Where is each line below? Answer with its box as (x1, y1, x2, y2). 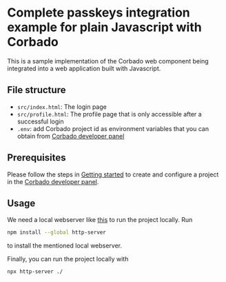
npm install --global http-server (7, 229, 107, 236)
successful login (17, 117, 64, 125)
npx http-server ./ (7, 268, 63, 275)
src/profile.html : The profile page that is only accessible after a (17, 110, 202, 118)
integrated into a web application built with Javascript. (7, 64, 161, 72)
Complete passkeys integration (7, 5, 191, 21)
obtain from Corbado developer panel (17, 132, 125, 140)
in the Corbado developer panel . (7, 177, 99, 185)
